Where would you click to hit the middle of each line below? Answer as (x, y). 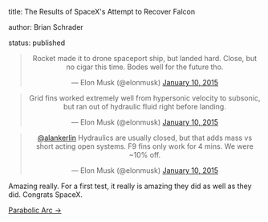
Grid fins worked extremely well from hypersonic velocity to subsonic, (145, 98)
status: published (37, 43)
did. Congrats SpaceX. (45, 195)
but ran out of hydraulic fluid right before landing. (144, 107)
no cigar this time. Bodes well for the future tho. (145, 67)
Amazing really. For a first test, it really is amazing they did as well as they (130, 186)
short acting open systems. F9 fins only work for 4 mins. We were (145, 146)
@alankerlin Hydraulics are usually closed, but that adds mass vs (145, 138)
